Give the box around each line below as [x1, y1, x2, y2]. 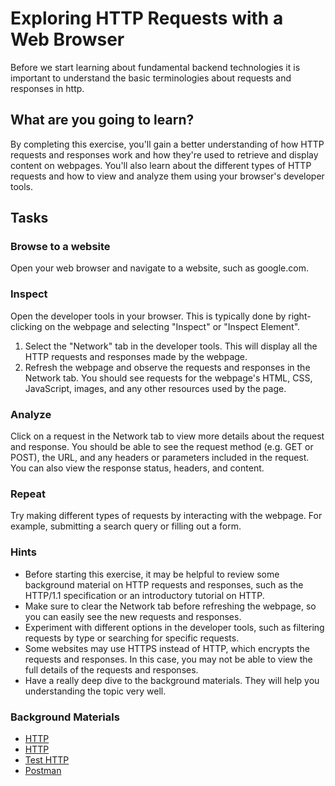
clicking [10, 320, 43, 332]
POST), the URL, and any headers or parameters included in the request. [10, 452, 310, 464]
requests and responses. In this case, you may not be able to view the [24, 653, 313, 665]
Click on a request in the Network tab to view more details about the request [10, 430, 325, 442]
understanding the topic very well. [24, 685, 167, 697]
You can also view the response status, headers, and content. [10, 462, 265, 474]
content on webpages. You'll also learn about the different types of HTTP [10, 159, 312, 171]
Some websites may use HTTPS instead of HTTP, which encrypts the [24, 642, 311, 654]
